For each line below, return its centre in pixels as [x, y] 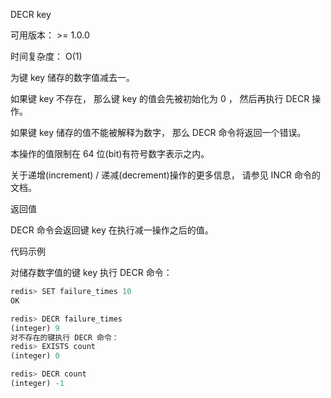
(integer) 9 [35, 328]
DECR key [31, 14]
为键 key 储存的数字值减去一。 [73, 77]
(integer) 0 [35, 356]
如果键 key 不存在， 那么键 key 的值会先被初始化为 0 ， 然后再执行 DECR [160, 98]
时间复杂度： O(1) [46, 56]
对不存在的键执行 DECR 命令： [65, 337]
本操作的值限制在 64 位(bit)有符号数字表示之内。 [110, 153]
